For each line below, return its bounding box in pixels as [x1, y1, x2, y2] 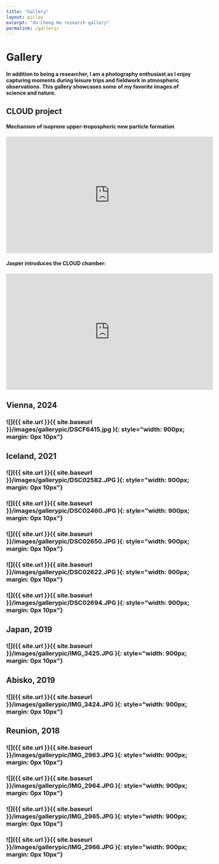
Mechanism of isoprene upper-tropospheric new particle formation [6, 123, 175, 130]
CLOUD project [6, 106, 62, 117]
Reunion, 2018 [6, 726, 60, 736]
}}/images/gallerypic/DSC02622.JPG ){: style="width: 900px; [6, 568, 190, 577]
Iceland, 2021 [6, 451, 57, 461]
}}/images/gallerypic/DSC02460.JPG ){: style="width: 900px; [6, 507, 190, 515]
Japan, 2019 [6, 624, 53, 635]
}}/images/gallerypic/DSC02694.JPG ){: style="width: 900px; [6, 598, 190, 607]
